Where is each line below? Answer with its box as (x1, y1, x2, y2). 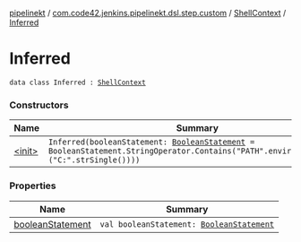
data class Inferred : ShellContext (9, 78, 146, 87)
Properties (9, 179, 56, 192)
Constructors (9, 99, 69, 111)
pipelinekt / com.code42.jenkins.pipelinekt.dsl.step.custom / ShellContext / (9, 8, 287, 18)
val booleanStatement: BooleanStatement (99, 219, 275, 229)
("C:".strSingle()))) (47, 155, 141, 165)
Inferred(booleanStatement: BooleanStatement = (47, 137, 255, 147)
